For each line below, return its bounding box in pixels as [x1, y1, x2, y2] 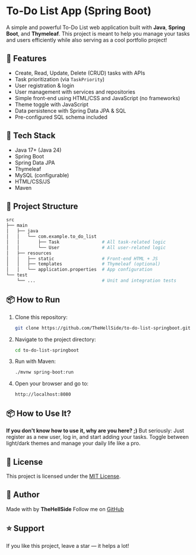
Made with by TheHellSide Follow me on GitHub [6, 505, 124, 512]
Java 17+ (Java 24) [14, 146, 62, 154]
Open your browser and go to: [14, 380, 89, 387]
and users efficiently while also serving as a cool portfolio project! [6, 36, 167, 43]
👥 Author [6, 490, 40, 500]
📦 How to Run [6, 295, 61, 305]
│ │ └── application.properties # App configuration [6, 267, 153, 273]
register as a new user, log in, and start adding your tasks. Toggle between [6, 433, 189, 441]
